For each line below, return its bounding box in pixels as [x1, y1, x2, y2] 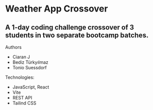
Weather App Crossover [5, 3, 108, 15]
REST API [12, 95, 33, 100]
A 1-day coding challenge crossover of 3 [5, 23, 134, 32]
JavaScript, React [12, 84, 49, 90]
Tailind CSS [12, 100, 37, 106]
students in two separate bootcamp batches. [5, 31, 149, 39]
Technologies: [5, 74, 35, 80]
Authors [5, 44, 22, 50]
